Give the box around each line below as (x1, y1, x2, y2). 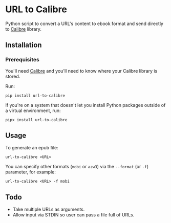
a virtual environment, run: (5, 107, 61, 114)
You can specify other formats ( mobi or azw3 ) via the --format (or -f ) (5, 164, 149, 170)
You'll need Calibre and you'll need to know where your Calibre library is (5, 68, 158, 74)
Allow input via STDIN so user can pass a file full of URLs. (12, 212, 135, 218)
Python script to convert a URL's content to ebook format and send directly (5, 20, 164, 27)
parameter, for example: (5, 169, 56, 175)
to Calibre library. (5, 26, 42, 32)
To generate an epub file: (5, 145, 58, 151)
